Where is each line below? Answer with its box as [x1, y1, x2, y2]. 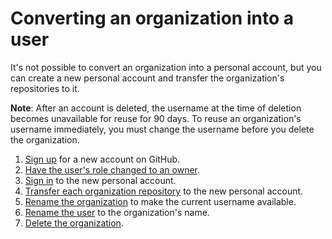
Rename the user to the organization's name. [24, 206, 210, 218]
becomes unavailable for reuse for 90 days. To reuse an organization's [10, 112, 302, 124]
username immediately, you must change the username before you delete [10, 123, 315, 135]
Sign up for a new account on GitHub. [24, 153, 181, 165]
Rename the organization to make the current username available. [24, 195, 297, 207]
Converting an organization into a [10, 7, 294, 30]
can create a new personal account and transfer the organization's [10, 72, 285, 84]
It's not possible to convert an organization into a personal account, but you [10, 61, 322, 73]
